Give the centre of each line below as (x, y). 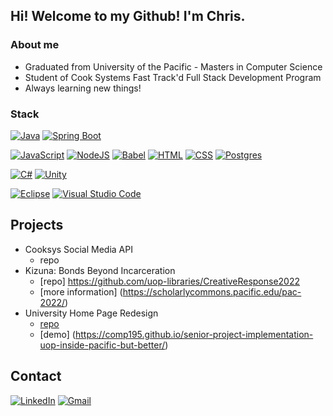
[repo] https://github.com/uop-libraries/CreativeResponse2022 (170, 281)
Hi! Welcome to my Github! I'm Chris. (128, 16)
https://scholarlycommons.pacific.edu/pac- (212, 291)
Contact (36, 376)
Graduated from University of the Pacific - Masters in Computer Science (173, 66)
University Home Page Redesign (91, 313)
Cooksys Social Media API (78, 249)
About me (35, 45)
